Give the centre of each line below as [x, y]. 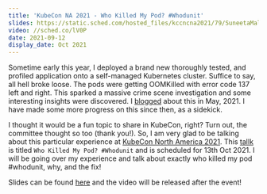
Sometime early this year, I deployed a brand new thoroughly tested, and [127, 67]
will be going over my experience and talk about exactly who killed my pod [130, 158]
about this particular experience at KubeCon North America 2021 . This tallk [131, 142]
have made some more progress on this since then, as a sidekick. [115, 110]
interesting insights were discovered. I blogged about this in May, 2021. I [126, 101]
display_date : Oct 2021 [48, 45]
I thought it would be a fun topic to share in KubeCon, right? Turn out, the [128, 125]
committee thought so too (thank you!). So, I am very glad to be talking [124, 133]
